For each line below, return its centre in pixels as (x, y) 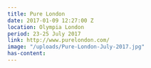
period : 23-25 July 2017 (44, 34)
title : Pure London (36, 14)
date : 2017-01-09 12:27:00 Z (51, 21)
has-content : (27, 54)
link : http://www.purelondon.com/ (59, 40)
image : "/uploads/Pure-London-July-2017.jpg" (76, 47)
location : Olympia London (46, 27)
